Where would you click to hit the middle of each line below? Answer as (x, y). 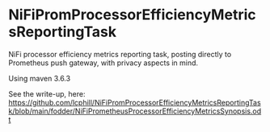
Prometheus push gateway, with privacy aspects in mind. (103, 63)
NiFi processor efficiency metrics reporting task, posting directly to (120, 54)
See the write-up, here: (47, 93)
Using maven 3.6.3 (40, 78)
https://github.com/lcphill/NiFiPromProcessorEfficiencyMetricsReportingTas (135, 102)
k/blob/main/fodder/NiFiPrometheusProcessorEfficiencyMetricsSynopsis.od (135, 111)
